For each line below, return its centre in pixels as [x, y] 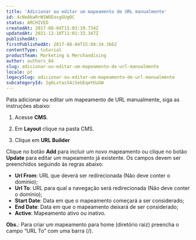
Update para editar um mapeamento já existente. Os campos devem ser [94, 158]
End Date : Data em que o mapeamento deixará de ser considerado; [96, 207]
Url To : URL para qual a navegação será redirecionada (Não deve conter [102, 188]
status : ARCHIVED [27, 22]
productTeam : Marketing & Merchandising [57, 55]
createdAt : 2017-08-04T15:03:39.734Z [52, 28]
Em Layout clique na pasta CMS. [54, 129]
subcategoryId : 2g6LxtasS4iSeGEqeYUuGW [55, 83]
